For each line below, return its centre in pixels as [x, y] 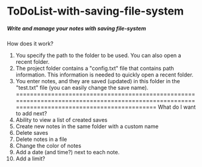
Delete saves [32, 133]
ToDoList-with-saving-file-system [96, 11]
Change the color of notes [48, 146]
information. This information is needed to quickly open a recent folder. [104, 75]
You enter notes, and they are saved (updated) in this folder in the [98, 81]
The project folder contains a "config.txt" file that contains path [95, 69]
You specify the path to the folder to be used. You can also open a [98, 55]
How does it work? [30, 44]
